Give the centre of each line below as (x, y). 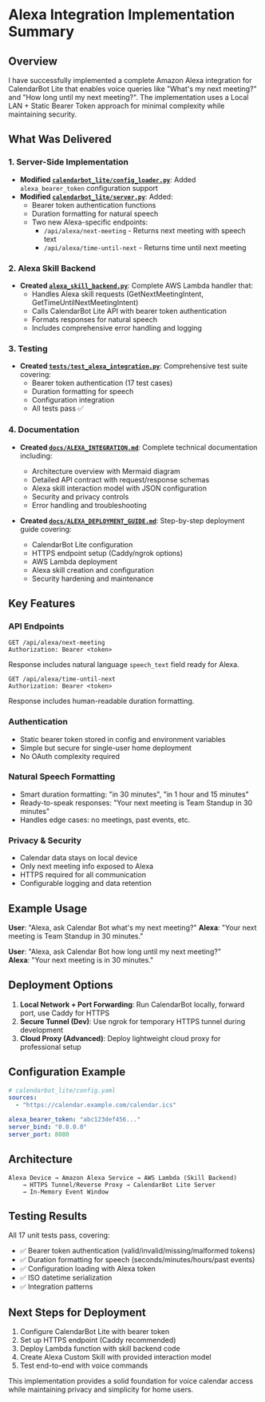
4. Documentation (44, 430)
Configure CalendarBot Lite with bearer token (95, 1332)
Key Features (42, 604)
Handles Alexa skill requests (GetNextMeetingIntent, (117, 294)
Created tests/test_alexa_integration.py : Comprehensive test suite (134, 366)
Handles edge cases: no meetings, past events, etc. (105, 820)
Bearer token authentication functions (94, 205)
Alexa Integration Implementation (122, 15)
